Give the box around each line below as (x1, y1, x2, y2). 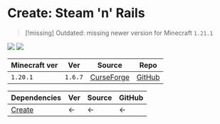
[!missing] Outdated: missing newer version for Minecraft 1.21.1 (24, 29, 214, 37)
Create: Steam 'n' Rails (7, 5, 145, 21)
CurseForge (90, 72, 130, 82)
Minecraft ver (11, 60, 58, 70)
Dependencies (11, 93, 62, 103)
